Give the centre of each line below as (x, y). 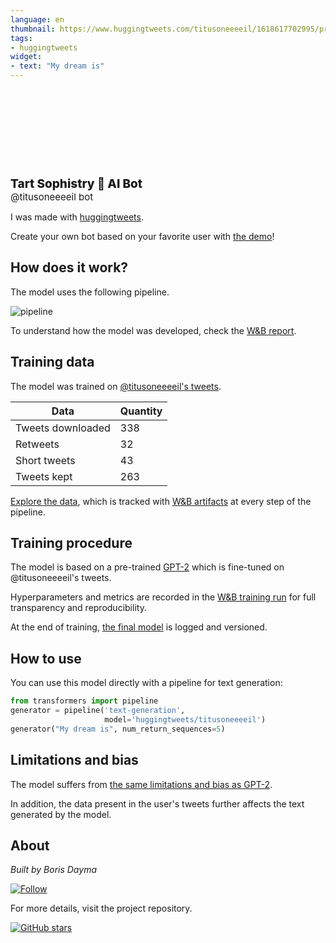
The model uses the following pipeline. (90, 292)
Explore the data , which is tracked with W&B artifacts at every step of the (161, 501)
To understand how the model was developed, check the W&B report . (153, 330)
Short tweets (45, 460)
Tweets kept (44, 476)
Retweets (37, 444)
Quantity (141, 411)
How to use (46, 658)
